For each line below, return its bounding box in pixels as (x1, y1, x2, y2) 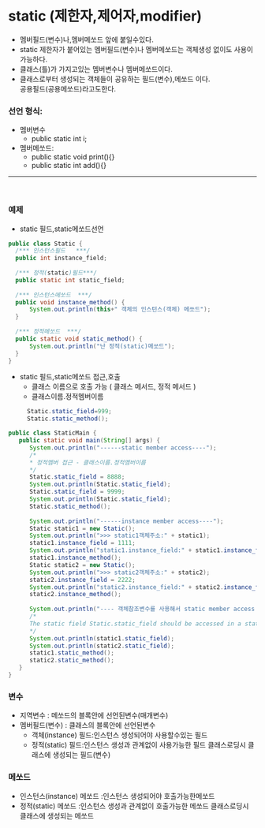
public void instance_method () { (15, 298, 125, 306)
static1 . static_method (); (28, 649, 114, 657)
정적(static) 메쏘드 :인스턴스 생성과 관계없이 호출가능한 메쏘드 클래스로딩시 (19, 801, 249, 811)
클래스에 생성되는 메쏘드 (19, 811, 95, 820)
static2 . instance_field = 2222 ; (28, 576, 136, 584)
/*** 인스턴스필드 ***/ (15, 247, 91, 255)
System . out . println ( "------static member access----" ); (28, 443, 217, 452)
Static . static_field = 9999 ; (28, 488, 125, 496)
